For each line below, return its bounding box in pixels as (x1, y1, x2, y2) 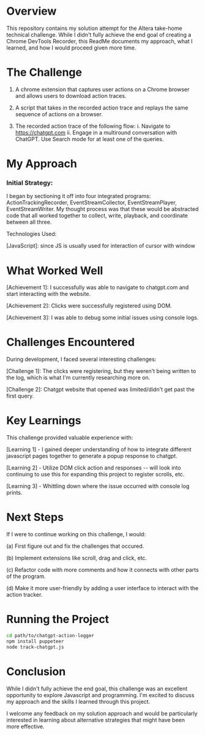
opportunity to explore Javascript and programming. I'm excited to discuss (6, 691, 195, 698)
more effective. (6, 723, 45, 730)
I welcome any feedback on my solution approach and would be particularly (6, 709, 198, 717)
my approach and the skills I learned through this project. (6, 698, 151, 705)
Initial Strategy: (6, 179, 53, 187)
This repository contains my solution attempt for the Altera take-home (6, 24, 182, 32)
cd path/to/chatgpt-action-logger (6, 633, 95, 639)
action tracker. (6, 591, 43, 599)
